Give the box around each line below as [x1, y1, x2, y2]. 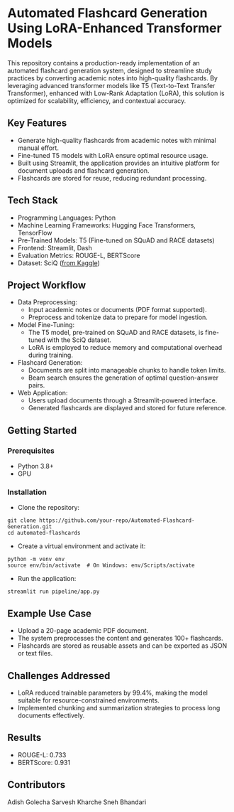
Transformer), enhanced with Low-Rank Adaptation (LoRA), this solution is [7, 89, 225, 97]
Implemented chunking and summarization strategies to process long [17, 703, 221, 712]
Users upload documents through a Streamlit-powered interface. [28, 396, 218, 405]
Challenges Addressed [7, 670, 111, 682]
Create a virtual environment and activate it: [17, 542, 146, 550]
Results [7, 732, 42, 744]
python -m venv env [7, 556, 65, 563]
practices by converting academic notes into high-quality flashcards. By [7, 73, 218, 82]
